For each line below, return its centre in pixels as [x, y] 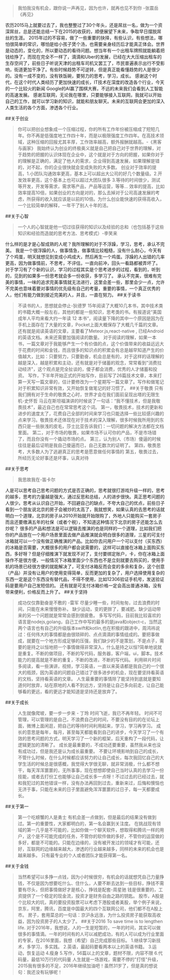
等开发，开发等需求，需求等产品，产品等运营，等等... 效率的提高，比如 [91, 186]
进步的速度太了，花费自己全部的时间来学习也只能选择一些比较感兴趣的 [91, 414]
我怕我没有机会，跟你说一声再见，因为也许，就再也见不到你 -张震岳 [88, 8]
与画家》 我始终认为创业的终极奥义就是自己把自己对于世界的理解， [87, 148]
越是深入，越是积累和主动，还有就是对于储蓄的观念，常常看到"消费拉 [90, 363]
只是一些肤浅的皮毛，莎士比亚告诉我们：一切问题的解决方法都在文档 [93, 426]
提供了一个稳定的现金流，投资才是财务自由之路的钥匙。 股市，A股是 [93, 896]
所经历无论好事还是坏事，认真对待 [53, 458]
